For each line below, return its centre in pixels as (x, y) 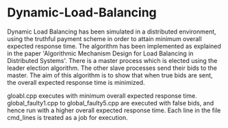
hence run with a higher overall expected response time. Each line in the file (114, 110)
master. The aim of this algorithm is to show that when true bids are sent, (110, 75)
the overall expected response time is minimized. (76, 82)
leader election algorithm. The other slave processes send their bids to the (112, 68)
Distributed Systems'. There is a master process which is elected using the (112, 60)
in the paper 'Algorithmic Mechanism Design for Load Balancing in (100, 53)
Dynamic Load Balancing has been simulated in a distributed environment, (112, 31)
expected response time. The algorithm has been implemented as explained (114, 46)
